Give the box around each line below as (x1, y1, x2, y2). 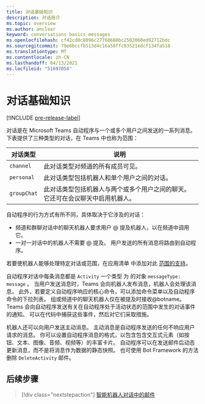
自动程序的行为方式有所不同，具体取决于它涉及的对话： (6, 211, 145, 218)
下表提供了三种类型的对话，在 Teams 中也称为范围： (6, 135, 138, 142)
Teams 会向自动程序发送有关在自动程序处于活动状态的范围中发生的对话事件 (6, 303, 196, 311)
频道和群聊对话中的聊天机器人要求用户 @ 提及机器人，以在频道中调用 (15, 224, 190, 232)
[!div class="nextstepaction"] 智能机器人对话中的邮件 (21, 391, 156, 399)
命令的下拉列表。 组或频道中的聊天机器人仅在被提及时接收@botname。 (6, 296, 185, 303)
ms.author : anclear (6, 26, 56, 32)
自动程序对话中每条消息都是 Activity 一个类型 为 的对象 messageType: (6, 272, 181, 280)
